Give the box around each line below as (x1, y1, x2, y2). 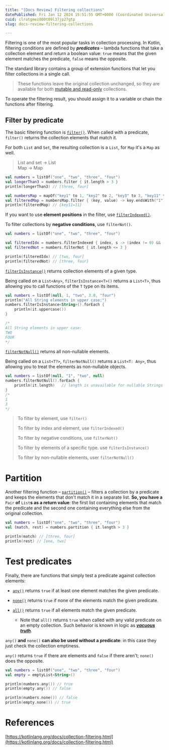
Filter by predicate (5, 116, 64, 124)
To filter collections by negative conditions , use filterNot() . (5, 222, 132, 228)
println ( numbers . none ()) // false (5, 695, 78, 701)
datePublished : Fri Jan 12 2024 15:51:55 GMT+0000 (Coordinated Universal (5, 12, 165, 17)
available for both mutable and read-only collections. (17, 86, 127, 92)
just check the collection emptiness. (5, 642, 80, 649)
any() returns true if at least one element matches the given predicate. (12, 587, 159, 594)
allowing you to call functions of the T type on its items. (5, 283, 120, 289)
